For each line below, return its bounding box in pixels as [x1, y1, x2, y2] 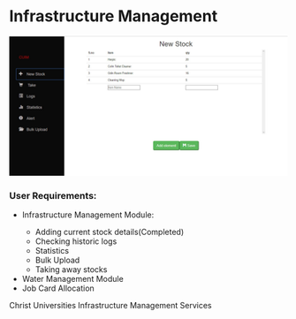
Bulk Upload [34, 254, 80, 266]
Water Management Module [21, 274, 124, 285]
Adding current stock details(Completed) [34, 227, 184, 238]
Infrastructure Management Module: [21, 209, 155, 220]
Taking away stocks [34, 264, 108, 275]
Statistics [34, 246, 69, 256]
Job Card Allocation [21, 283, 95, 293]
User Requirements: [9, 189, 97, 201]
